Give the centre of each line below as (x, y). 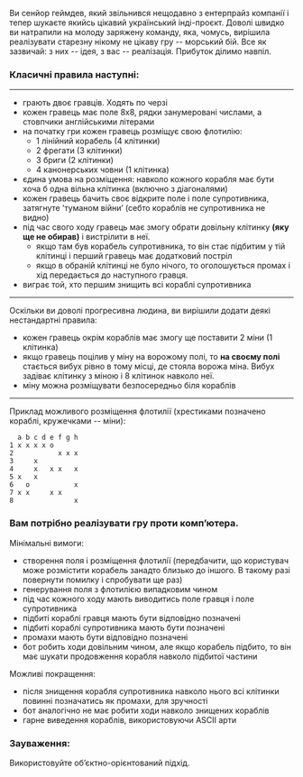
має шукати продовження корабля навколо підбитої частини (140, 656)
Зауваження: (40, 743)
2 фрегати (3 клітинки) (79, 151)
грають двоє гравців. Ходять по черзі (95, 103)
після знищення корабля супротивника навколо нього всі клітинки (151, 691)
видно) (36, 218)
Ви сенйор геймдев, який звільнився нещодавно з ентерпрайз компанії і (149, 13)
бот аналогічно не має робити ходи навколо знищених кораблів (146, 710)
